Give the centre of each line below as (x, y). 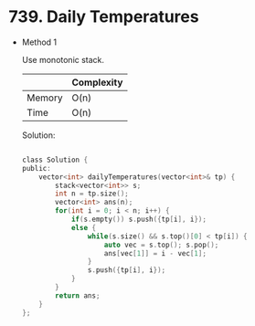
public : (36, 168)
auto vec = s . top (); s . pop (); (161, 245)
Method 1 (39, 42)
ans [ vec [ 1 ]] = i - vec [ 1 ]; (155, 253)
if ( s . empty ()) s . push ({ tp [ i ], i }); (139, 220)
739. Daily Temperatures (104, 17)
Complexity (97, 82)
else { (84, 227)
